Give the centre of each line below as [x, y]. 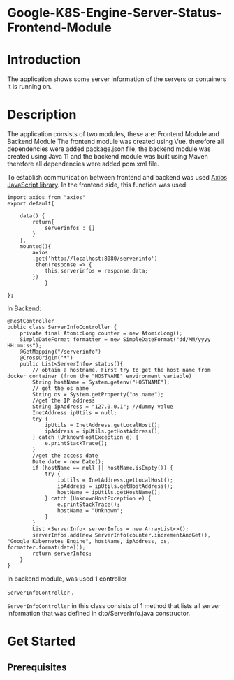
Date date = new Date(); [68, 462]
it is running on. [30, 87]
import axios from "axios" [46, 198]
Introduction [44, 60]
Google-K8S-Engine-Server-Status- [115, 13]
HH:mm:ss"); [24, 346]
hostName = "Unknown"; [90, 511]
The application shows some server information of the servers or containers [117, 79]
